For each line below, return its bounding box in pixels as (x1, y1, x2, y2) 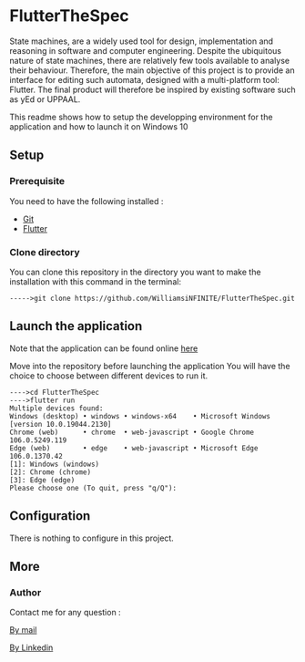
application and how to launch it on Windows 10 (9, 120, 188, 132)
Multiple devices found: (9, 403, 104, 413)
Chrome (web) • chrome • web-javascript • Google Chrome (9, 428, 255, 437)
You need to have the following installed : (9, 195, 164, 206)
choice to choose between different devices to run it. (9, 370, 208, 381)
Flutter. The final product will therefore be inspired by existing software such (9, 84, 296, 95)
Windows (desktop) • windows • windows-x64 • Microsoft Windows (9, 411, 271, 420)
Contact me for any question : (9, 607, 121, 618)
